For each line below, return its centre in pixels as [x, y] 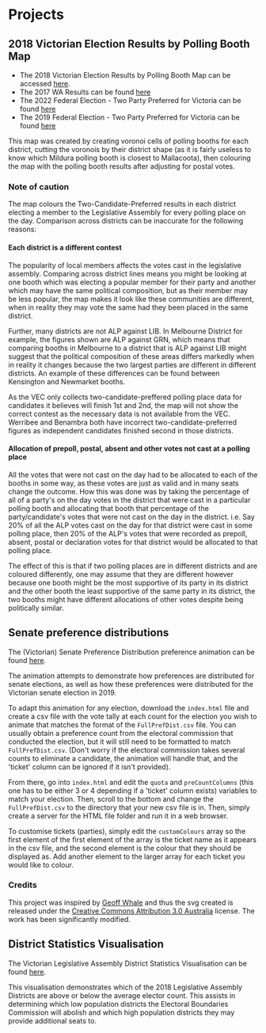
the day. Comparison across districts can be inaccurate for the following [126, 221]
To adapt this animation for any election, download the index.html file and [129, 707]
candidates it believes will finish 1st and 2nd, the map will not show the [123, 405]
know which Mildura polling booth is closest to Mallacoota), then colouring [129, 158]
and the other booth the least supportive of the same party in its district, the [132, 591]
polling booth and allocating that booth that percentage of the [109, 508]
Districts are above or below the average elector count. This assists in [122, 995]
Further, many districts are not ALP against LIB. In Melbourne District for [125, 331]
